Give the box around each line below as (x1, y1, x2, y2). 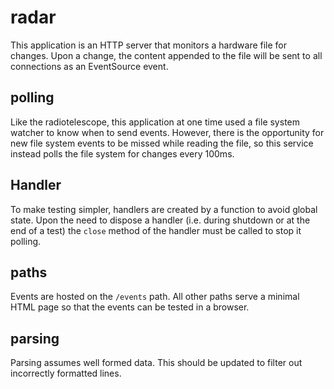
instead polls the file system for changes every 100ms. (10, 147, 235, 160)
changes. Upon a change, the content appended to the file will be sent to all (10, 49, 323, 61)
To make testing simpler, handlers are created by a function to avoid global (10, 203, 318, 215)
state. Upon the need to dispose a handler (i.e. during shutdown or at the (10, 214, 311, 226)
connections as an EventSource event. (10, 60, 169, 72)
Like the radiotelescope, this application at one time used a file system (10, 116, 300, 128)
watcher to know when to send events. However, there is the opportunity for (10, 126, 325, 138)
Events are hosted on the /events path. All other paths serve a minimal (10, 291, 300, 303)
